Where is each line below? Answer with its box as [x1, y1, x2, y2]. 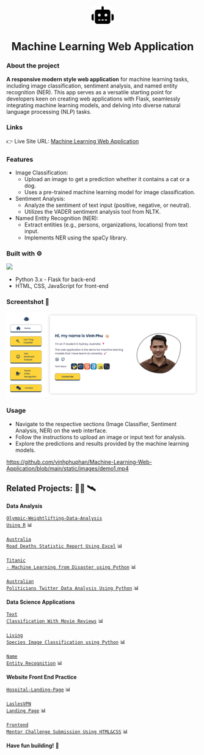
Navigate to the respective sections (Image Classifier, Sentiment [15, 420, 177, 427]
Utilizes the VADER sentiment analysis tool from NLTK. [24, 208, 161, 216]
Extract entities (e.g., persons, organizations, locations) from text [24, 221, 188, 228]
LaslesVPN [6, 701, 32, 707]
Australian [6, 579, 34, 585]
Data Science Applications [6, 598, 75, 606]
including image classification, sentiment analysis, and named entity [6, 82, 178, 89]
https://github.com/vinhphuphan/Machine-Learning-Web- [6, 458, 153, 465]
